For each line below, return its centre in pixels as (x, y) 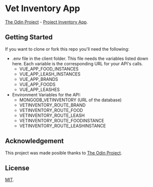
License (17, 168)
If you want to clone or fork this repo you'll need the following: (67, 49)
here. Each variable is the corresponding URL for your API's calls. (77, 63)
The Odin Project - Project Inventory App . (47, 22)
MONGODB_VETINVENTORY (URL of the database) (70, 100)
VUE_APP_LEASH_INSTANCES (50, 74)
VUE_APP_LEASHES (39, 89)
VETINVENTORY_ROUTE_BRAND (52, 105)
